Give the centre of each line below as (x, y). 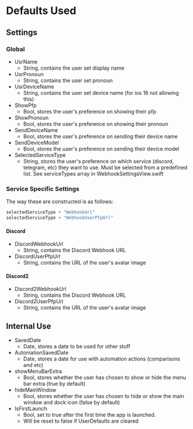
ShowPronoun (31, 118)
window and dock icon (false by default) (72, 403)
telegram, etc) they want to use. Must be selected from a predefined (105, 167)
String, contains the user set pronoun (68, 80)
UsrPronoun (29, 74)
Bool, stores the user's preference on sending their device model (101, 149)
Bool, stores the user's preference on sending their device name (100, 136)
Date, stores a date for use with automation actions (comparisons (102, 359)
